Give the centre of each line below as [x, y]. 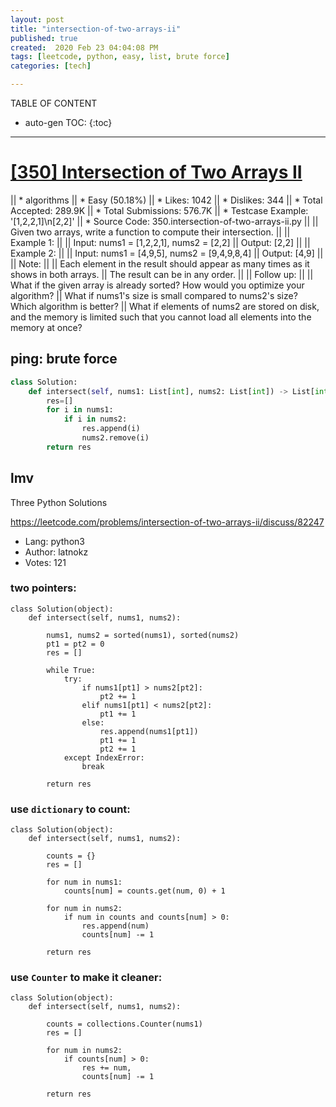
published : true [44, 38]
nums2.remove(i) [115, 438]
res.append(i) [111, 429]
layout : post [37, 19]
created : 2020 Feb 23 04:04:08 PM [84, 47]
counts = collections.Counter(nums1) [124, 1024]
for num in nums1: [84, 882]
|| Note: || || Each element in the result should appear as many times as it [160, 263]
